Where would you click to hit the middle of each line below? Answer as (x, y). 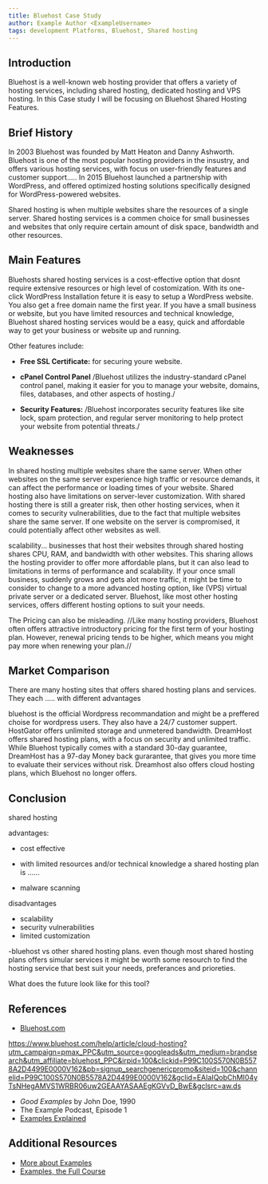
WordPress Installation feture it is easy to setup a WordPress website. (139, 296)
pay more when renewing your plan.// (70, 645)
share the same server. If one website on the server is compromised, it (124, 521)
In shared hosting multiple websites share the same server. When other (125, 470)
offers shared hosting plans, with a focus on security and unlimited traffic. (130, 739)
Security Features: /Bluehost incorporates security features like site (132, 409)
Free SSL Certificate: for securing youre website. (101, 361)
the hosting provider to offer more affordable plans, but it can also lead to (129, 562)
